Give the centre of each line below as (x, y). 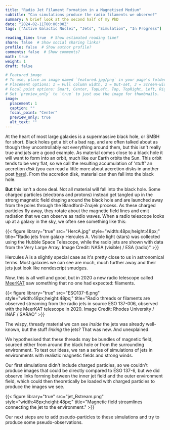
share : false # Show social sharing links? (53, 43)
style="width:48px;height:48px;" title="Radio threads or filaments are (78, 298)
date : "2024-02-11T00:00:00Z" (37, 24)
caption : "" (23, 108)
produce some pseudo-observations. (44, 422)
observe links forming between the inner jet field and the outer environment (84, 376)
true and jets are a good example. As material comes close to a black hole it (84, 153)
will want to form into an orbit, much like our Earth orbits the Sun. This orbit (83, 158)
